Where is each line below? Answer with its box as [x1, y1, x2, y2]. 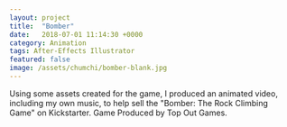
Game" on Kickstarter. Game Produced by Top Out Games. [9, 107, 227, 118]
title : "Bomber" [9, 22, 75, 31]
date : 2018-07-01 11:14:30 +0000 [9, 30, 143, 39]
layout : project [9, 13, 70, 23]
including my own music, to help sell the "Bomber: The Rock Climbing [9, 97, 269, 108]
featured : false [9, 55, 70, 64]
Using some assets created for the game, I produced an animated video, [9, 87, 278, 99]
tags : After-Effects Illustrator [9, 47, 135, 56]
